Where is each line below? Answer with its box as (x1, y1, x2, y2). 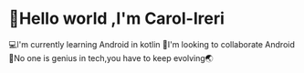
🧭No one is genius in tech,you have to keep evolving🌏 (8, 52, 214, 63)
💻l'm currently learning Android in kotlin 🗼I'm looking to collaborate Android (8, 38, 296, 49)
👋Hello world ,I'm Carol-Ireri (8, 8, 225, 29)
